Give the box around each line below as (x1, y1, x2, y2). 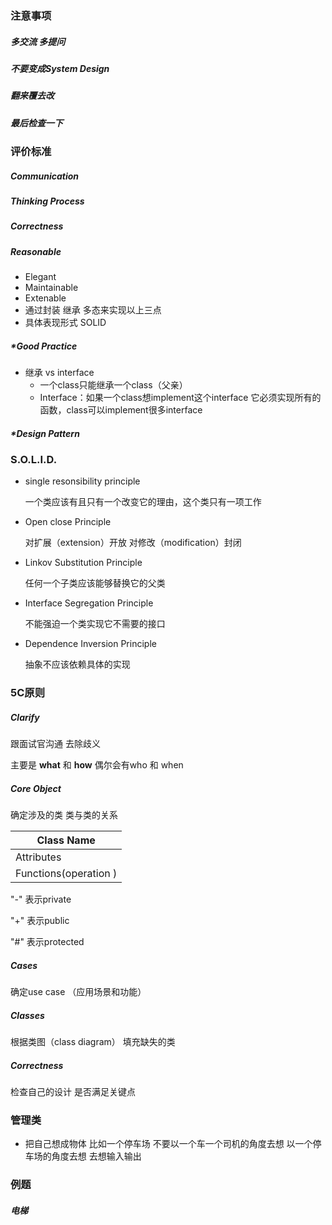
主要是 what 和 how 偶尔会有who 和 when (10, 759, 184, 771)
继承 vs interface (24, 367, 95, 379)
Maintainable (24, 282, 79, 294)
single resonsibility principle (24, 475, 141, 487)
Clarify (10, 711, 40, 723)
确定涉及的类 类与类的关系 (10, 809, 118, 821)
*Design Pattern (10, 427, 80, 439)
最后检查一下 (10, 117, 63, 129)
